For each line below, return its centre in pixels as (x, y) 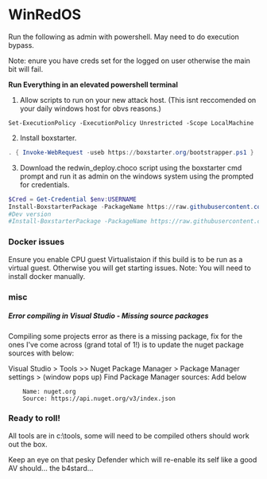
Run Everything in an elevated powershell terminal (93, 84)
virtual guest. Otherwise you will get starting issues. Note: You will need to (130, 268)
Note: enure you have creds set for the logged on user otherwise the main (129, 61)
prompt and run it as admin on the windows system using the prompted (137, 176)
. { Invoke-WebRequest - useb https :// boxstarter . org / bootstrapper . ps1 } (131, 152)
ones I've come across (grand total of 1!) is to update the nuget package (126, 344)
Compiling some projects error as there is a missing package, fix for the (126, 336)
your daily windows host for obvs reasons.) (90, 108)
